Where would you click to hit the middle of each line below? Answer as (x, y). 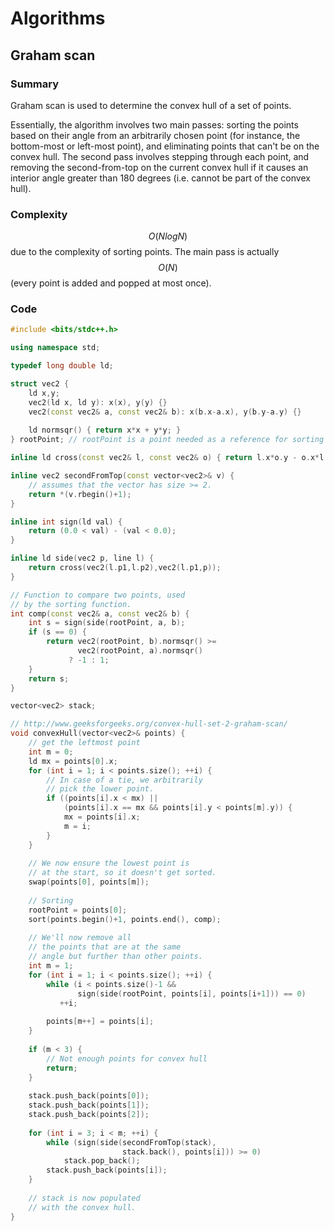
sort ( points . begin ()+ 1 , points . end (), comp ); (125, 919)
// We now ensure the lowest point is (109, 863)
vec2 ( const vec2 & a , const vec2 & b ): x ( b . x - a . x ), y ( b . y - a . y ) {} (165, 412)
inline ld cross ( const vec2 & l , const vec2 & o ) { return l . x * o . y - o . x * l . (169, 458)
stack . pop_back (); (102, 1161)
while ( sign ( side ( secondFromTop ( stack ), (131, 1142)
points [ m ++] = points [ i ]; (100, 1022)
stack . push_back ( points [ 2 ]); (89, 1115)
